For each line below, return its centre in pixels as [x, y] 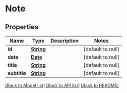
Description [64, 41]
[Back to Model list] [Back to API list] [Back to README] [62, 85]
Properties [22, 27]
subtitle [17, 73]
